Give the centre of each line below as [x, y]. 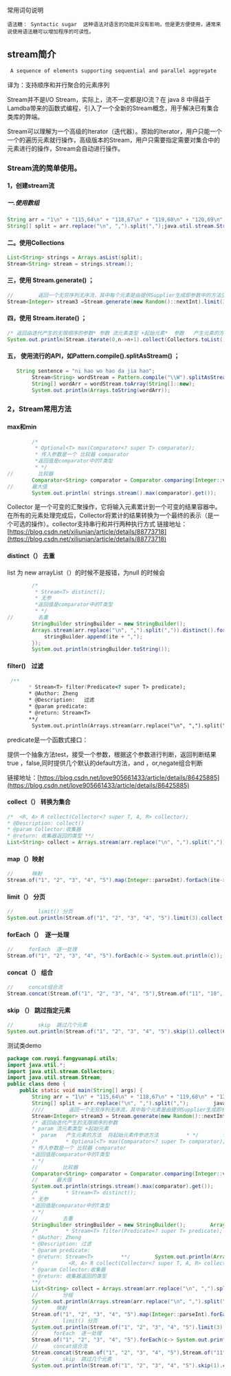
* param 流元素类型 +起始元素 [70, 1129]
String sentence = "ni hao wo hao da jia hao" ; [86, 371]
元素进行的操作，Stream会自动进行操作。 [66, 148]
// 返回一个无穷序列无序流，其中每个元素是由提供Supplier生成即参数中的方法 [114, 295]
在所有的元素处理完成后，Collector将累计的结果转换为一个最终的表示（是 [110, 515]
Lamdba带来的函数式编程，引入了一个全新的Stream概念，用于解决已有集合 [113, 108]
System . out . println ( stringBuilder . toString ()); [101, 649]
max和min [22, 427]
